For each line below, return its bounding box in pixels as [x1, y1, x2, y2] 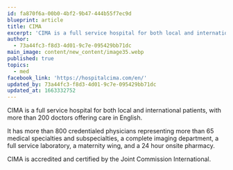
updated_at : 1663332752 [7, 87, 76, 94]
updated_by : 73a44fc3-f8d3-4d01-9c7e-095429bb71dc [7, 81, 157, 88]
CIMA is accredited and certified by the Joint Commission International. [7, 155, 212, 163]
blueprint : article [7, 17, 64, 23]
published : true [7, 55, 54, 62]
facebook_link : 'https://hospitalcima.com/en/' [7, 74, 148, 82]
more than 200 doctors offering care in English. [7, 113, 143, 122]
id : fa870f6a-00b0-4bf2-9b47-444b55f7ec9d [7, 10, 132, 17]
